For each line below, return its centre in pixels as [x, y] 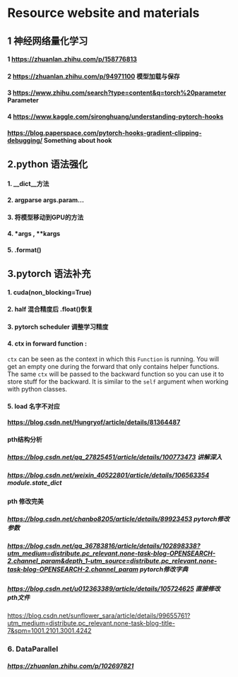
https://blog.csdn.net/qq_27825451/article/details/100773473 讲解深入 [115, 457]
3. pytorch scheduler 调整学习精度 [58, 327]
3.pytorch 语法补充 [49, 274]
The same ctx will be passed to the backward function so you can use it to [116, 374]
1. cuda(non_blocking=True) [49, 292]
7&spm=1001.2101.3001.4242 [49, 631]
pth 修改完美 [26, 501]
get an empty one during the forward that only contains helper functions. [113, 367]
